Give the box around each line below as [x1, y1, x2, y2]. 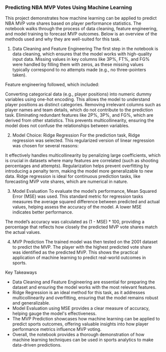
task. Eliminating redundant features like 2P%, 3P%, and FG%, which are [5, 112, 154, 118]
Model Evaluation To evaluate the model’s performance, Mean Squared [12, 188, 157, 194]
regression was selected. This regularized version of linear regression [12, 137, 155, 143]
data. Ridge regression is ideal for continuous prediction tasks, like [5, 174, 141, 179]
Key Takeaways [5, 269, 37, 275]
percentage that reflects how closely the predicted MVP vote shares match [5, 224, 158, 230]
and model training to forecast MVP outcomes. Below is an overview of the [5, 31, 157, 37]
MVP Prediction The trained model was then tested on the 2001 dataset [12, 239, 158, 245]
